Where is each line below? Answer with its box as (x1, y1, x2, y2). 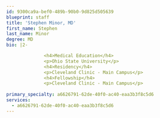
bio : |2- (6, 42, 28, 48)
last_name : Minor (6, 31, 50, 37)
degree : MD (6, 36, 34, 42)
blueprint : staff (6, 14, 50, 20)
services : (6, 97, 31, 103)
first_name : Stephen (6, 25, 58, 32)
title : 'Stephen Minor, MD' (6, 20, 77, 26)
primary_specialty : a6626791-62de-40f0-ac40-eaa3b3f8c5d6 (6, 92, 154, 98)
